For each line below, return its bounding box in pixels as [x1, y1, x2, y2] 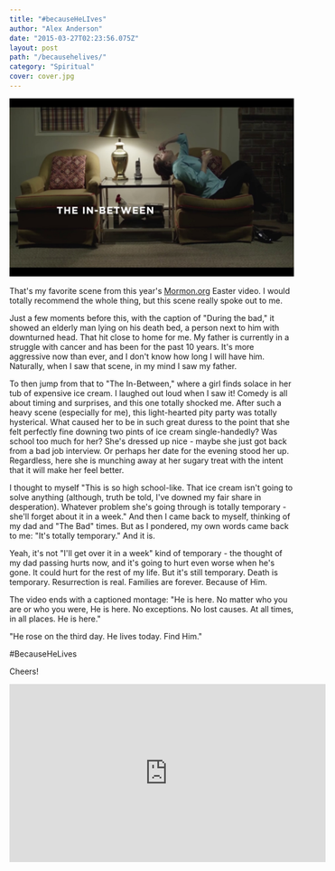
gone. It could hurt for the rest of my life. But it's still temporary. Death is [9, 566, 278, 578]
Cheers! [9, 666, 39, 677]
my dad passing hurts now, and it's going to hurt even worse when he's [9, 557, 275, 568]
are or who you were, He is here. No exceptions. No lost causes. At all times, [9, 603, 294, 614]
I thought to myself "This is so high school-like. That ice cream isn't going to [9, 482, 293, 493]
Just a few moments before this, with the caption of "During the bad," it [9, 312, 275, 323]
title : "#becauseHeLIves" [9, 14, 107, 24]
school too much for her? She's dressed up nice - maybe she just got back [9, 435, 287, 447]
